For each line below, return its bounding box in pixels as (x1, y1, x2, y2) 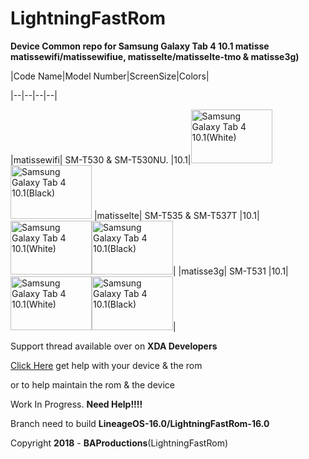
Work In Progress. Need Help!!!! (10, 398, 143, 410)
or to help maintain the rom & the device (10, 378, 175, 391)
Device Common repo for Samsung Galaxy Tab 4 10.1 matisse (10, 40, 270, 52)
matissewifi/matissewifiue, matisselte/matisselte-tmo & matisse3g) (10, 50, 300, 62)
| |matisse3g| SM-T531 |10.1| (173, 265, 289, 277)
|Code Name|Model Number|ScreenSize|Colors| (10, 70, 210, 82)
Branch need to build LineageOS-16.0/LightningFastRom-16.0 (10, 417, 270, 429)
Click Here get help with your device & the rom (10, 359, 203, 371)
